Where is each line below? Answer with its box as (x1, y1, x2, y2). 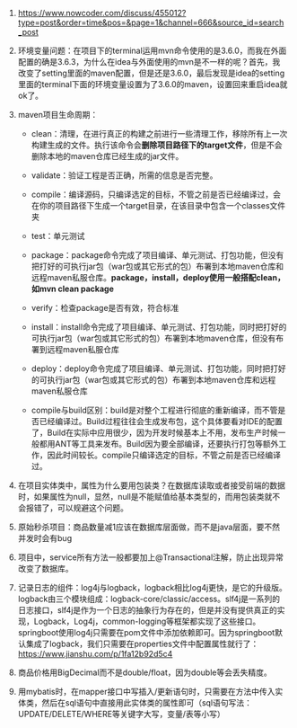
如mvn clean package (31, 283, 114, 294)
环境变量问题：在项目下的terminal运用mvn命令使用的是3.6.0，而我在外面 (17, 45, 287, 56)
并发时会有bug (17, 533, 73, 543)
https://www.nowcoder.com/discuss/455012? (17, 8, 187, 18)
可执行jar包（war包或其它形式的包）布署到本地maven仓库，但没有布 (31, 333, 284, 343)
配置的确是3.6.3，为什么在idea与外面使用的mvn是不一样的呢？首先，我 (17, 57, 281, 67)
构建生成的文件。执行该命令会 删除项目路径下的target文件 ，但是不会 (31, 139, 283, 150)
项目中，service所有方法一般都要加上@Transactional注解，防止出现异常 (17, 552, 284, 563)
